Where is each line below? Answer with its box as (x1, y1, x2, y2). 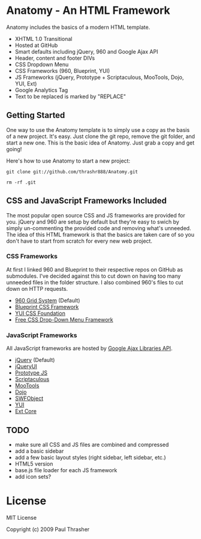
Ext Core (14, 408, 37, 415)
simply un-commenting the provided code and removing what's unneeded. (6, 224, 191, 232)
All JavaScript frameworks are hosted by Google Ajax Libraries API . (6, 344, 173, 352)
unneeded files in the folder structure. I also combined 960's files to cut (6, 278, 184, 286)
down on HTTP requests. (6, 285, 68, 292)
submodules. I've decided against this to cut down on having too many (6, 272, 181, 279)
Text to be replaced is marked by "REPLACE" (14, 93, 126, 100)
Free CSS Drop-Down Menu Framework (14, 316, 113, 323)
